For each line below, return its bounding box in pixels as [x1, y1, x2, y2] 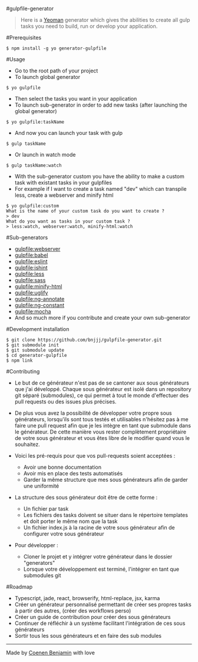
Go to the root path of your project [14, 67, 98, 74]
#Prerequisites [6, 34, 42, 41]
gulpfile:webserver [14, 246, 61, 252]
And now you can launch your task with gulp [14, 130, 123, 136]
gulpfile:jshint [14, 264, 48, 271]
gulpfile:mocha [14, 308, 51, 315]
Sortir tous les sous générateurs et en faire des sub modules [14, 633, 162, 639]
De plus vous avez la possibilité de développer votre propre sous [14, 409, 172, 416]
